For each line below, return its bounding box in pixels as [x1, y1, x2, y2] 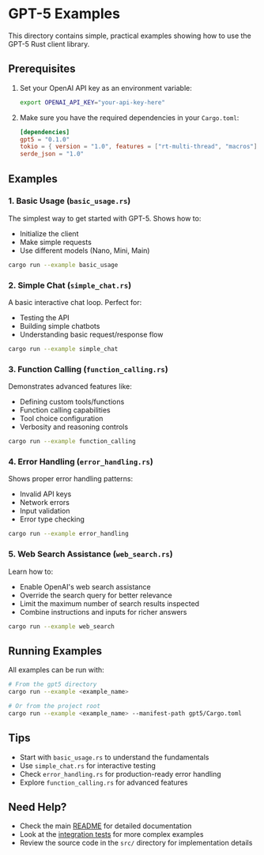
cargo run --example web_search [8, 622, 115, 631]
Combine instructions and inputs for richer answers [19, 607, 187, 616]
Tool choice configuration [19, 414, 104, 424]
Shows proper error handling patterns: [8, 474, 133, 484]
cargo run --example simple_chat [8, 345, 119, 352]
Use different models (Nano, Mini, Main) [19, 246, 150, 255]
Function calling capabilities [19, 405, 111, 415]
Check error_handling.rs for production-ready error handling [19, 769, 221, 778]
